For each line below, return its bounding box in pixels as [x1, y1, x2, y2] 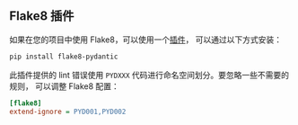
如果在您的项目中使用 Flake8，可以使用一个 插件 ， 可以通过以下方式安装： [9, 34, 283, 45]
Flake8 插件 [9, 8, 74, 24]
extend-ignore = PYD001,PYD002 [9, 107, 127, 116]
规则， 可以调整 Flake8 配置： [9, 80, 119, 92]
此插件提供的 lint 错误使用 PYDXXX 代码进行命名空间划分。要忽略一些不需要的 [9, 69, 290, 80]
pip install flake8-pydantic [9, 52, 118, 61]
